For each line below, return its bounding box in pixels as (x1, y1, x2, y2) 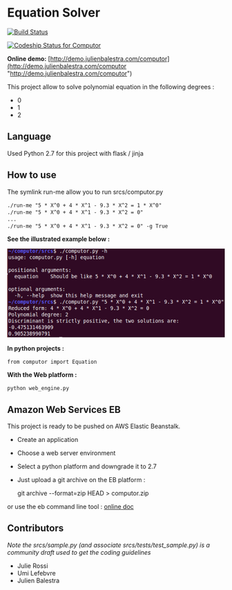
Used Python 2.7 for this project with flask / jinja (7, 149, 144, 157)
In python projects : (7, 344, 64, 353)
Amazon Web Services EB (7, 403, 121, 416)
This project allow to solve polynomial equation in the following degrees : (7, 82, 215, 91)
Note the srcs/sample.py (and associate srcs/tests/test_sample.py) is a (7, 541, 211, 549)
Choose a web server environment (17, 448, 116, 457)
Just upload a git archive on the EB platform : (17, 475, 146, 483)
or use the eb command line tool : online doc (7, 502, 135, 510)
